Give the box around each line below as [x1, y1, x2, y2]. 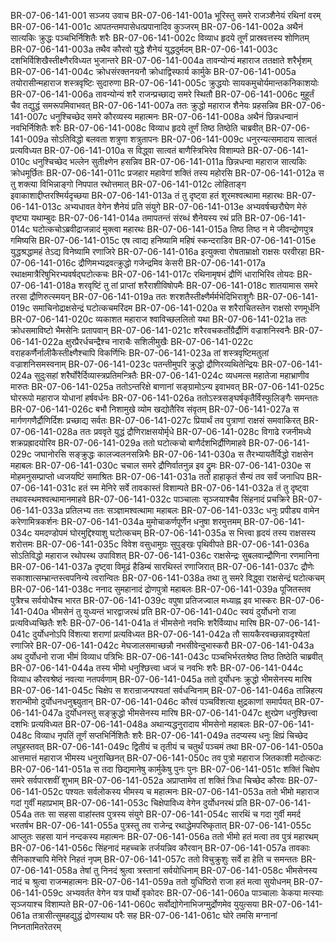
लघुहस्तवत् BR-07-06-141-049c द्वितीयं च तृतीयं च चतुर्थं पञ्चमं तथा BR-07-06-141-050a [10, 741, 324, 752]
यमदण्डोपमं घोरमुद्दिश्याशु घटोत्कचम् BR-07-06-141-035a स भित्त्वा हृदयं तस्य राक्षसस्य [34, 527, 316, 539]
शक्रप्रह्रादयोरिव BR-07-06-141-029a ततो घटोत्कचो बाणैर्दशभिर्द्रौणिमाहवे [10, 437, 247, 449]
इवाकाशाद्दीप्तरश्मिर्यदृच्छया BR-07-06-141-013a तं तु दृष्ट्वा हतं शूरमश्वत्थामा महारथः [10, 190, 285, 201]
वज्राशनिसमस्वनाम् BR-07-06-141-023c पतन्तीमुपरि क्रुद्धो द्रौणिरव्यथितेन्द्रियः [10, 358, 260, 370]
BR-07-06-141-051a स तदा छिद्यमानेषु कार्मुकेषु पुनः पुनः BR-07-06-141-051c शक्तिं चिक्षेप [10, 763, 320, 775]
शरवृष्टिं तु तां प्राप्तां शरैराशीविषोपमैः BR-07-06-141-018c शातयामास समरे [78, 280, 318, 291]
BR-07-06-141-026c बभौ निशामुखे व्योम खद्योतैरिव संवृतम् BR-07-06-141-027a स [10, 403, 300, 415]
